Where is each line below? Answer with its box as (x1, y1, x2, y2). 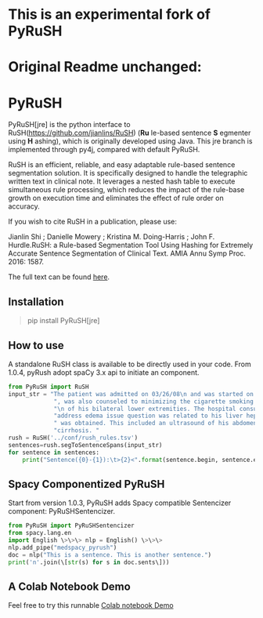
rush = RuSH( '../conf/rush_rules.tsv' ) (8, 434, 139, 442)
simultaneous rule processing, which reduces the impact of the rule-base (8, 185, 245, 194)
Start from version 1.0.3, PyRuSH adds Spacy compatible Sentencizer (8, 498, 232, 507)
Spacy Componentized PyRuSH (8, 477, 165, 491)
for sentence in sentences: (8, 449, 100, 456)
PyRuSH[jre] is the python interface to (8, 120, 131, 129)
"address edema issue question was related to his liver (53, 412, 243, 420)
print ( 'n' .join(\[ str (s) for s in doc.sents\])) (8, 558, 170, 566)
